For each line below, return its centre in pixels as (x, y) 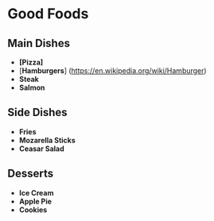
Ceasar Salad (41, 149)
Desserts (30, 174)
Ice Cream (36, 192)
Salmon (32, 87)
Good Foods (48, 14)
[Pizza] (31, 62)
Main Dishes (39, 43)
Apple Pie (35, 201)
